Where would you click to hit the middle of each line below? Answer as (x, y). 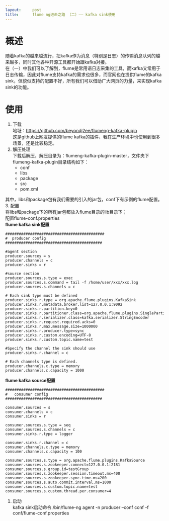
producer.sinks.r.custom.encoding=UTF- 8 (48, 335)
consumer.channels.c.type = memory (43, 447)
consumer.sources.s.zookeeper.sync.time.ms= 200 (56, 478)
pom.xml (29, 189)
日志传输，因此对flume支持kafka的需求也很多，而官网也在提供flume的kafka (83, 75)
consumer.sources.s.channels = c (40, 430)
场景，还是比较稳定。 (34, 143)
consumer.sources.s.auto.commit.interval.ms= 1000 (58, 483)
